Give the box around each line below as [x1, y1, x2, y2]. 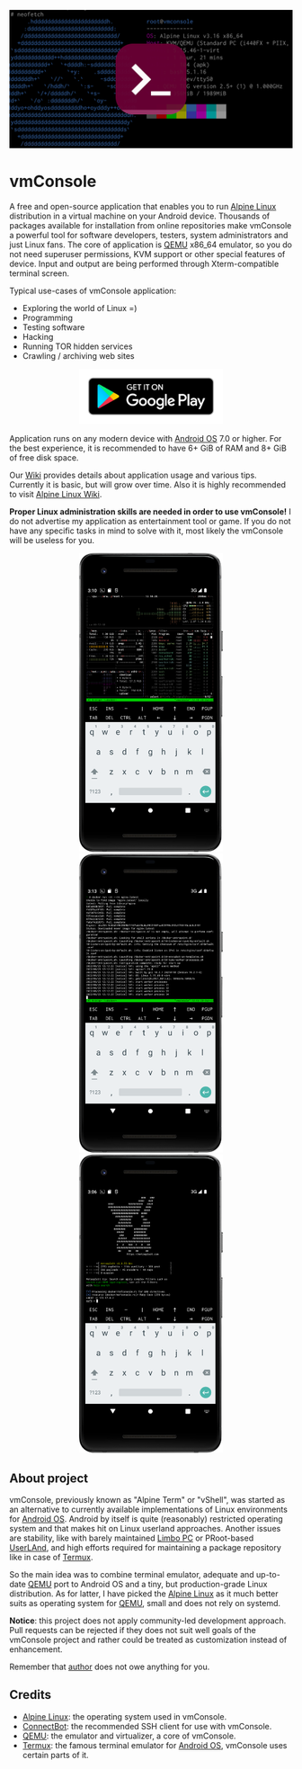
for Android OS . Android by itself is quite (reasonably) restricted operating [9, 1514, 283, 1524]
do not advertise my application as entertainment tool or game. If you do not [9, 516, 291, 527]
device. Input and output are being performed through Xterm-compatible [9, 258, 280, 270]
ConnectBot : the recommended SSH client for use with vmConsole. [22, 1720, 272, 1731]
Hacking [22, 332, 54, 343]
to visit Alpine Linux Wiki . [9, 489, 102, 500]
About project [9, 1470, 88, 1486]
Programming [22, 312, 74, 324]
